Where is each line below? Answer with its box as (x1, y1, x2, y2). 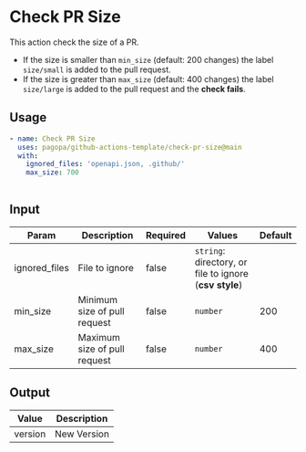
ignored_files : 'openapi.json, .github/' (25, 160, 185, 169)
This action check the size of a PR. (9, 37, 139, 47)
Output (9, 385, 50, 401)
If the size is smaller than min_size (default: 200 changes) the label (22, 54, 274, 65)
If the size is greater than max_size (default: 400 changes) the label (22, 73, 275, 84)
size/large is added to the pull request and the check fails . (22, 83, 246, 94)
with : (17, 151, 39, 161)
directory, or (194, 256, 248, 268)
